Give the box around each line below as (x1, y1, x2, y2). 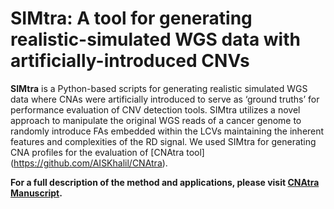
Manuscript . (10, 187, 63, 199)
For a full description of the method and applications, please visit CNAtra (10, 176, 320, 188)
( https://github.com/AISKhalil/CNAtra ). (10, 157, 168, 169)
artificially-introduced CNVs (10, 50, 250, 72)
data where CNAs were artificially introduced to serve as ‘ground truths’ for (10, 93, 320, 105)
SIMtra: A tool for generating (10, 7, 253, 30)
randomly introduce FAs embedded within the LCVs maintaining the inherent (10, 125, 325, 137)
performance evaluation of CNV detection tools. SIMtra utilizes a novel (10, 103, 301, 116)
